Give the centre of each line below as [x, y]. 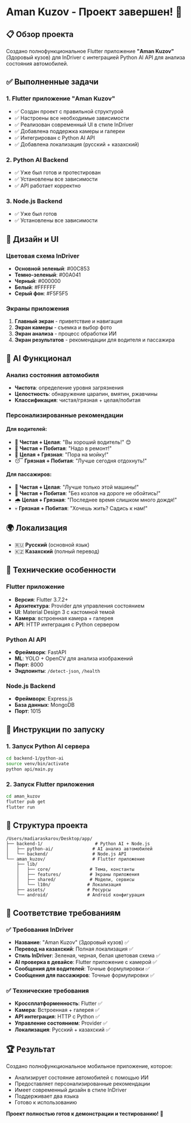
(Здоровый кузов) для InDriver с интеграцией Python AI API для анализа [95, 57]
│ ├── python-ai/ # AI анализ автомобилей [79, 849]
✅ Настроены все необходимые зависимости [72, 118]
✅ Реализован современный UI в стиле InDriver [74, 125]
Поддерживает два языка [46, 1096]
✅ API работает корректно [48, 185]
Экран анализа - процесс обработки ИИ [65, 334]
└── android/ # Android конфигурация [81, 895]
